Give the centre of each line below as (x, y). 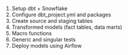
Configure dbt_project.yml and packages (61, 15)
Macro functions (32, 33)
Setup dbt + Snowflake (40, 8)
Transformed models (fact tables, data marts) (67, 27)
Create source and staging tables (52, 21)
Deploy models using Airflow (47, 46)
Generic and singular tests (44, 39)
